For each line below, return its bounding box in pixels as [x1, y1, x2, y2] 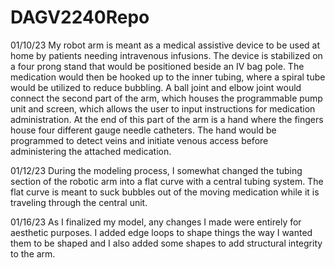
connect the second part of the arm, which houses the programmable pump [10, 92, 323, 104]
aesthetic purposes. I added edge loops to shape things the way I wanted [10, 226, 313, 238]
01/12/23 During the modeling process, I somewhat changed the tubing [10, 164, 303, 176]
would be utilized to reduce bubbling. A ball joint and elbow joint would [10, 81, 302, 93]
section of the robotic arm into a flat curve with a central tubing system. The [10, 175, 324, 187]
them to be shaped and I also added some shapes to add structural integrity [10, 237, 323, 249]
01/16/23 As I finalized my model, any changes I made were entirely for [10, 216, 302, 228]
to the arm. [10, 247, 56, 260]
